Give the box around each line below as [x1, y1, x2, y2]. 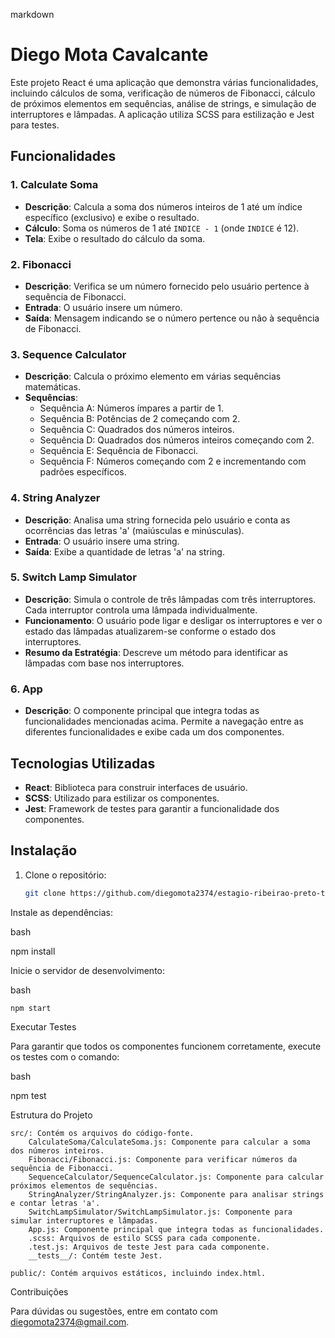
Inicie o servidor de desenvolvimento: [10, 964, 166, 976]
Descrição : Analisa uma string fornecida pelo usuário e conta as [24, 514, 291, 526]
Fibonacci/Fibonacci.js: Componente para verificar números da [28, 1154, 298, 1164]
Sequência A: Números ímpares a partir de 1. [39, 402, 225, 414]
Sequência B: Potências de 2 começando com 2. [39, 413, 241, 425]
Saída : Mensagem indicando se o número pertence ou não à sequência [24, 312, 320, 324]
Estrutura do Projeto [10, 1109, 93, 1121]
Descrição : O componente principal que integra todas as [24, 705, 260, 717]
